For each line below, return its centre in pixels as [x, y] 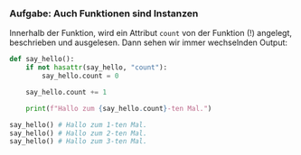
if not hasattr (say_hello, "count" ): [97, 68]
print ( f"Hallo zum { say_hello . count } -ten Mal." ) [119, 108]
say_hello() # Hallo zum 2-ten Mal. [78, 133]
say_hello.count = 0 [80, 76]
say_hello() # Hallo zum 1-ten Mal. [78, 124]
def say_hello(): [42, 59]
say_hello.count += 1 [66, 92]
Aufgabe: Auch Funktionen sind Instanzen [104, 14]
